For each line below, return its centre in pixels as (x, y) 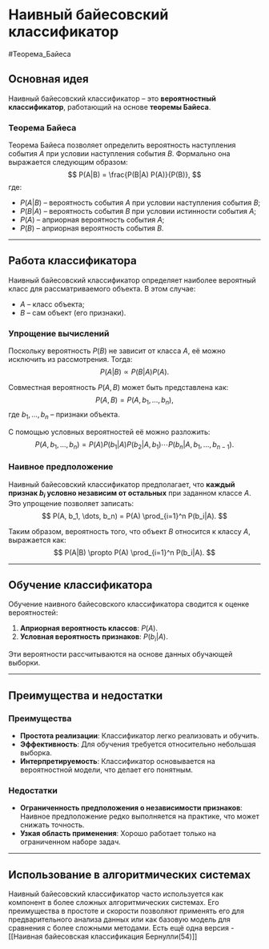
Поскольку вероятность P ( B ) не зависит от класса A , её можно (117, 351)
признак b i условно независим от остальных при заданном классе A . (130, 494)
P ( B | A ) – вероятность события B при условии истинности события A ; (138, 211)
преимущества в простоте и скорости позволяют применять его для (126, 911)
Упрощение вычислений (59, 333)
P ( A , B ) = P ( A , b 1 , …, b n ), (134, 400)
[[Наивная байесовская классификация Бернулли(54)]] (103, 937)
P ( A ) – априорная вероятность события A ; (92, 220)
